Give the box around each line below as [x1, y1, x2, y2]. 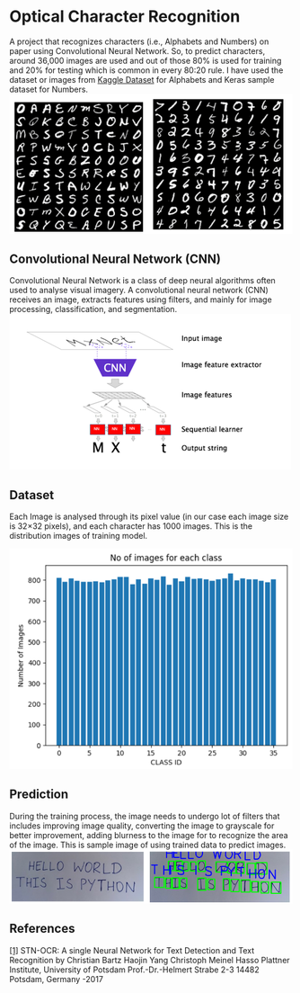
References [9, 921, 75, 936]
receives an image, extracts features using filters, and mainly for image [9, 294, 272, 305]
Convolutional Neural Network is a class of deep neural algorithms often [9, 275, 276, 286]
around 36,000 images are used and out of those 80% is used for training [9, 55, 282, 66]
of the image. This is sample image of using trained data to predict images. [9, 839, 287, 850]
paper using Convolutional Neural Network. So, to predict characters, [9, 45, 266, 56]
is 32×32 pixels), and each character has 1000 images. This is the [9, 521, 253, 532]
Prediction [9, 787, 69, 802]
